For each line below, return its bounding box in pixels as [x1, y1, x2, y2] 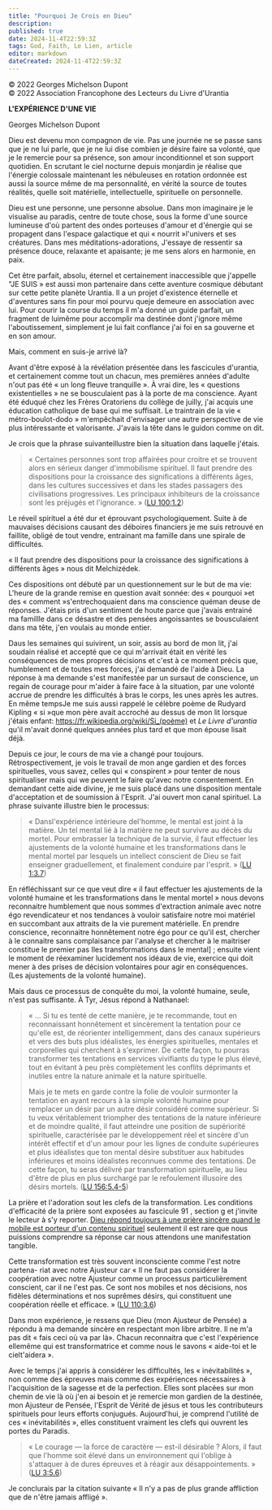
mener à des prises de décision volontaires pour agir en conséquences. [8, 961, 248, 971]
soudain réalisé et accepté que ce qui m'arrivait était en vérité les [8, 647, 227, 657]
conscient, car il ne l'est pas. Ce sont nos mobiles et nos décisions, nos [8, 1282, 248, 1292]
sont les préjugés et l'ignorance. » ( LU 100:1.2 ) [28, 497, 184, 507]
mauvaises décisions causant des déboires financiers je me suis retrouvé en [8, 522, 264, 532]
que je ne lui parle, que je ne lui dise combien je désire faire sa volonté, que [8, 144, 261, 154]
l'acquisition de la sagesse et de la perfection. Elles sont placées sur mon [8, 1382, 254, 1392]
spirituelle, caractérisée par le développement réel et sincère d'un [28, 1130, 249, 1139]
